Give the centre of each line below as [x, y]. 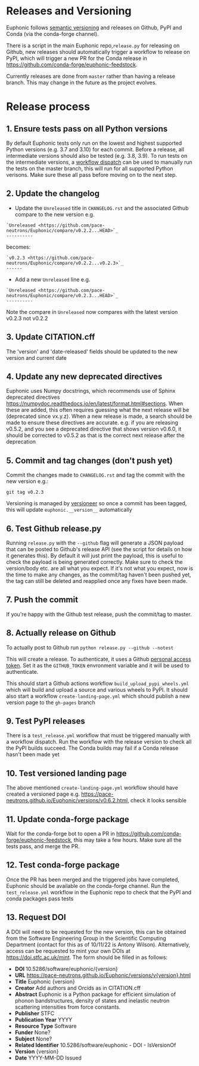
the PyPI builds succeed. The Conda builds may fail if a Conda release [92, 748]
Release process [48, 107]
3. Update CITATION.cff [51, 337]
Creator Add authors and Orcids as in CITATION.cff [78, 988]
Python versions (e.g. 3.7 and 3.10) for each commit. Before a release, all [95, 149]
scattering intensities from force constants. [68, 1007]
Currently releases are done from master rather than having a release [91, 76]
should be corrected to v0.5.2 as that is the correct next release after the [95, 435]
